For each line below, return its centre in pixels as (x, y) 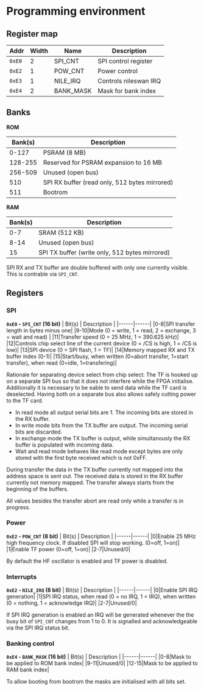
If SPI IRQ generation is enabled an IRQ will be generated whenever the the (100, 615)
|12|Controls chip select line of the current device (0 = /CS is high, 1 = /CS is (102, 343)
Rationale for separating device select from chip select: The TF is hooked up (102, 374)
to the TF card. (25, 400)
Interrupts (22, 576)
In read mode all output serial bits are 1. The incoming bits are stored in (104, 412)
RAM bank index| (28, 670)
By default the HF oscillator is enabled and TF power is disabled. (87, 561)
